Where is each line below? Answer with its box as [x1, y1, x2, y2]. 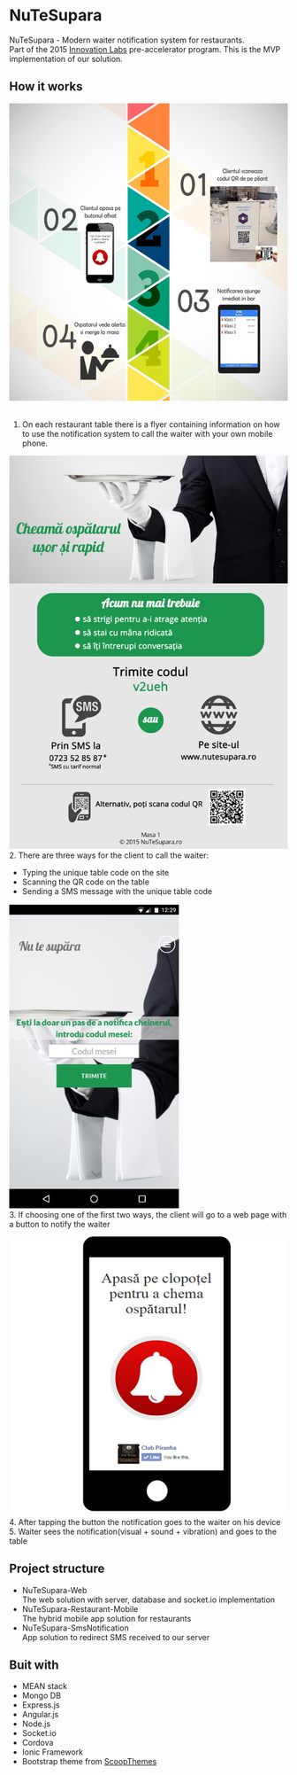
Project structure [9, 1561, 105, 1576]
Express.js [21, 1700, 60, 1710]
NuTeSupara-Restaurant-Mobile [21, 1603, 139, 1614]
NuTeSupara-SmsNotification [21, 1623, 130, 1633]
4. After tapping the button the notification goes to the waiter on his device [9, 1516, 281, 1527]
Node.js [21, 1718, 51, 1729]
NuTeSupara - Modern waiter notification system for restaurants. [9, 35, 245, 45]
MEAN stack [21, 1681, 68, 1692]
